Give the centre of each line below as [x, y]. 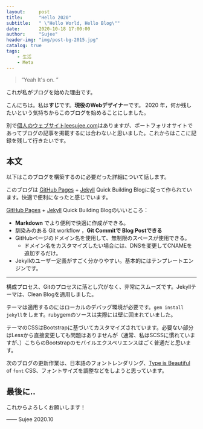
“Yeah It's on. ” [40, 80]
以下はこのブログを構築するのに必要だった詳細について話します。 [88, 177]
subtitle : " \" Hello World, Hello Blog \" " [63, 23]
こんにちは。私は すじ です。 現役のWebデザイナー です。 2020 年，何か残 [96, 105]
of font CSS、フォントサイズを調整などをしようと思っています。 [87, 371]
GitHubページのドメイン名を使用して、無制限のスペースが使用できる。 [102, 238]
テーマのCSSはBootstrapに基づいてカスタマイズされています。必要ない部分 [100, 327]
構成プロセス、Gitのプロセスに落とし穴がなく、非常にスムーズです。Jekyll [99, 287]
